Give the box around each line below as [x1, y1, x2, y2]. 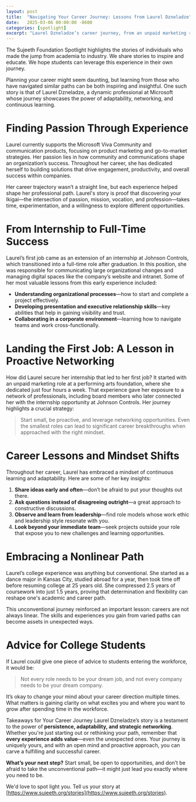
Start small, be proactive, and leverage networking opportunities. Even [20, 416, 190, 423]
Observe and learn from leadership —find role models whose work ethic [14, 511, 190, 518]
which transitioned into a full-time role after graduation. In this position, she [6, 261, 187, 267]
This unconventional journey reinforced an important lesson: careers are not [6, 605, 189, 612]
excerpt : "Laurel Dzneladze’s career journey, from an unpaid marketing [6, 30, 187, 36]
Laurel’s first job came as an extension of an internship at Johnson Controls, [6, 254, 189, 261]
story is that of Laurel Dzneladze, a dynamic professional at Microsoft [6, 89, 173, 96]
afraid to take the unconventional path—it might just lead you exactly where [6, 765, 188, 772]
